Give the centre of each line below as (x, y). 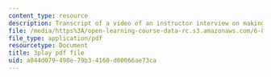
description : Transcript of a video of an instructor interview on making (137, 23)
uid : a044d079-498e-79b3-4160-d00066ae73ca (83, 61)
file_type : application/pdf (56, 38)
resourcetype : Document (48, 46)
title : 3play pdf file (46, 53)
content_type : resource (48, 16)
